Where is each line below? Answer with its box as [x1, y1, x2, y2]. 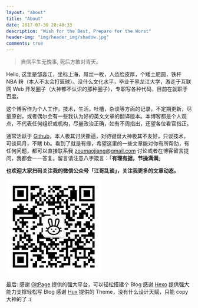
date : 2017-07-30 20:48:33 [6, 22, 72, 28]
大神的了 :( [6, 296, 32, 303]
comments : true [6, 41, 44, 47]
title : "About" [6, 15, 44, 22]
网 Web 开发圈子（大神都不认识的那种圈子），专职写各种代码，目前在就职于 [6, 85, 188, 92]
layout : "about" [6, 9, 46, 15]
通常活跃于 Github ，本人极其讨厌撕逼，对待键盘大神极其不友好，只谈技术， [6, 133, 189, 140]
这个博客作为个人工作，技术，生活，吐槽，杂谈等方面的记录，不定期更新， [6, 105, 187, 112]
